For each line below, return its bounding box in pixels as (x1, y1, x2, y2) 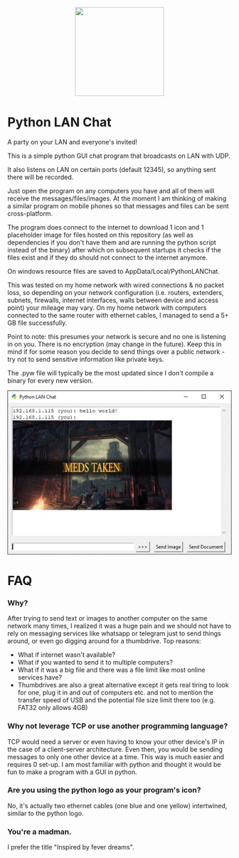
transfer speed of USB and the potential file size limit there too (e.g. (17, 696, 216, 704)
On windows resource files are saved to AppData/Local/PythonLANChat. (7, 267, 221, 275)
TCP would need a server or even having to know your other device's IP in (7, 737, 225, 746)
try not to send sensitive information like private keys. (7, 355, 164, 363)
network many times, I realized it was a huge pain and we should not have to (7, 622, 232, 631)
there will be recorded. (7, 173, 74, 181)
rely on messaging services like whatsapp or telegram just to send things (7, 629, 222, 638)
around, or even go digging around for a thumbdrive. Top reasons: (7, 637, 201, 645)
